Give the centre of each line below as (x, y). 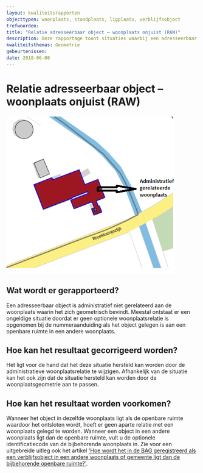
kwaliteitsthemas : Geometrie (43, 45)
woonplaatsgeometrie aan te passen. (53, 385)
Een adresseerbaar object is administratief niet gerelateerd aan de (89, 305)
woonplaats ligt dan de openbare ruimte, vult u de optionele (81, 438)
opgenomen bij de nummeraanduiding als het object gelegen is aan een (96, 325)
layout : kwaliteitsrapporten (43, 13)
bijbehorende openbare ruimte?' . (47, 464)
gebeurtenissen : (27, 52)
